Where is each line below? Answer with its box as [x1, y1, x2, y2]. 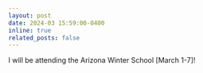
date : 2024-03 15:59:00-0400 [8, 19, 105, 27]
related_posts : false [8, 33, 80, 42]
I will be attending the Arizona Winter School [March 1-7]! [8, 56, 196, 65]
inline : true [8, 26, 52, 34]
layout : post [8, 11, 52, 20]
